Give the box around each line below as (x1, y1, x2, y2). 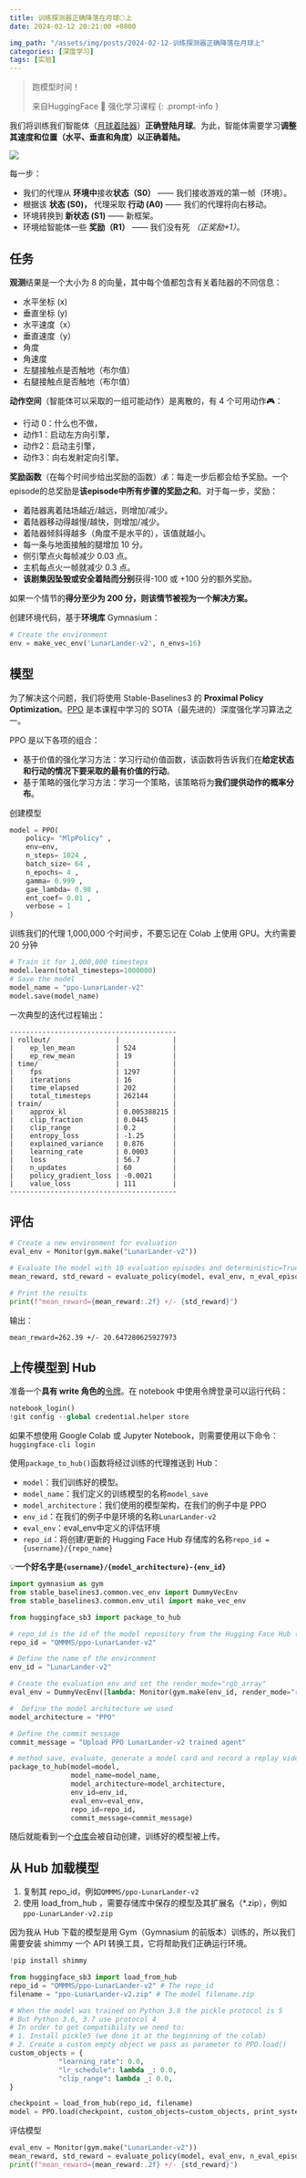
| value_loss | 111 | (9, 1178, 178, 1188)
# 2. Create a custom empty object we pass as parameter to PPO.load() (9, 2040, 287, 2049)
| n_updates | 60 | (9, 1163, 178, 1172)
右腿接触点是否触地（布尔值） (22, 376, 135, 387)
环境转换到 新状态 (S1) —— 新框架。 (22, 211, 158, 222)
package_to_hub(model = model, (9, 1762, 120, 1772)
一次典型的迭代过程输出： (9, 1009, 106, 1020)
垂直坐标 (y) (22, 307, 68, 318)
